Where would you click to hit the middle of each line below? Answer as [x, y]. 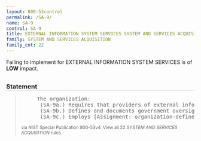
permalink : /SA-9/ [29, 17]
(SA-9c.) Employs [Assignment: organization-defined [119, 117]
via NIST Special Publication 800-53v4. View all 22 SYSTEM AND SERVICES [99, 127]
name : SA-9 [20, 23]
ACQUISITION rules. [42, 133]
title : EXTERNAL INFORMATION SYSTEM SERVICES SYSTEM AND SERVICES [91, 34]
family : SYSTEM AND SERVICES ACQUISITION [59, 39]
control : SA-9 [24, 28]
